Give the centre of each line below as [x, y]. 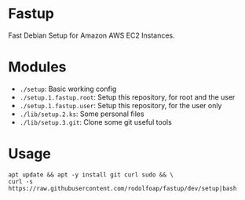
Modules [37, 67]
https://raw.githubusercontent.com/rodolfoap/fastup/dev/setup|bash [122, 188]
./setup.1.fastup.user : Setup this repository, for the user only [121, 105]
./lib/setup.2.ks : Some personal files [82, 114]
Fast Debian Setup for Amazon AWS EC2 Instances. [91, 35]
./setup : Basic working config [68, 89]
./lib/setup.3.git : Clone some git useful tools [96, 122]
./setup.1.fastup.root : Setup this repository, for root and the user [127, 97]
